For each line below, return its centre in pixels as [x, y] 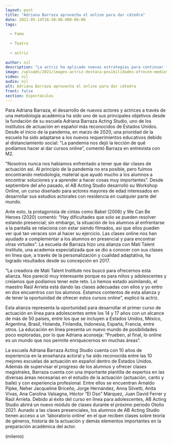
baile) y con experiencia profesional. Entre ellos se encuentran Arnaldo [80, 383]
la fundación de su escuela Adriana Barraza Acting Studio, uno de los [79, 121]
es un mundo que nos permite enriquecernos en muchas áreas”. [73, 341]
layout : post [19, 10]
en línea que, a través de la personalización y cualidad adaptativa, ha [78, 255]
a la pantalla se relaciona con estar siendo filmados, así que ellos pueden [82, 228]
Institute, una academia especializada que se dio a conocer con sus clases [84, 250]
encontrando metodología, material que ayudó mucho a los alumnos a [79, 175]
